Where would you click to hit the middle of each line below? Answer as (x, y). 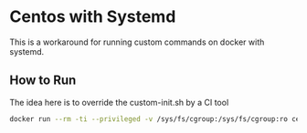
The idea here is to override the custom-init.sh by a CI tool (119, 102)
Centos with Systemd (93, 17)
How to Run (43, 81)
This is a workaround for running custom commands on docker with (137, 42)
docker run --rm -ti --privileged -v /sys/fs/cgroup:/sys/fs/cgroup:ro (148, 119)
